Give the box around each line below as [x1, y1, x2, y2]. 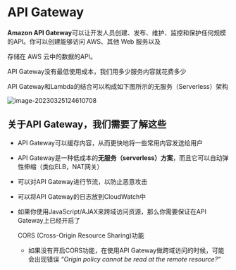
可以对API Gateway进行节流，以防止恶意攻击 [17, 177, 148, 185]
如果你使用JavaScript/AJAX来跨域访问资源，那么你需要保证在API [17, 207, 206, 216]
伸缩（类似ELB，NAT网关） [23, 162, 104, 171]
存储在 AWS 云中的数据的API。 [7, 52, 97, 61]
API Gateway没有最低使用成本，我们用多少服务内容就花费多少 [7, 67, 187, 75]
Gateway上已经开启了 [17, 216, 81, 224]
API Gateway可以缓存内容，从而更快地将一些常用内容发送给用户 [17, 138, 203, 147]
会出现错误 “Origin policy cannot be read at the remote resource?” [27, 254, 221, 263]
